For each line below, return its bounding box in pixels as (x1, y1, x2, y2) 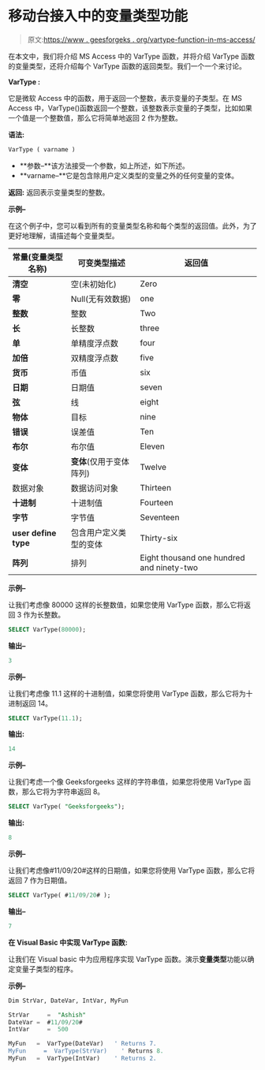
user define (12, 528, 57, 539)
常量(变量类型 (12, 252, 63, 263)
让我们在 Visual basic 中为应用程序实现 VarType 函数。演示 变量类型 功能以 (8, 954, 248, 964)
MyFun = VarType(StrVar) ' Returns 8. (8, 1047, 164, 1055)
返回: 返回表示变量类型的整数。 (8, 187, 110, 197)
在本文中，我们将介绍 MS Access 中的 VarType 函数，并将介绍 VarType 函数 (8, 51, 255, 61)
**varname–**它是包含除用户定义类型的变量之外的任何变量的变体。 (19, 170, 239, 180)
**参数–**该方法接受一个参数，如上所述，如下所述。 (19, 161, 189, 170)
